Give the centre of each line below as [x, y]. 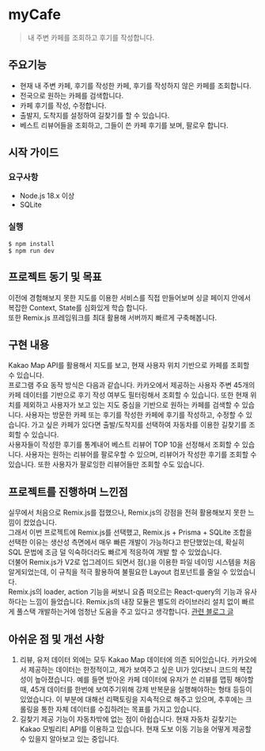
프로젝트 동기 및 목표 [55, 277]
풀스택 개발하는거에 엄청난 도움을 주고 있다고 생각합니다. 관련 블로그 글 [125, 611]
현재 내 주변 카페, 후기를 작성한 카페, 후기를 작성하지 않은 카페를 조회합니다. [135, 86]
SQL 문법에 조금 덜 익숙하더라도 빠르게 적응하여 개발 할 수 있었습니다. [115, 552]
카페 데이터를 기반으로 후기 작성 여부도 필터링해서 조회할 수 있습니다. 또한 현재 [129, 395]
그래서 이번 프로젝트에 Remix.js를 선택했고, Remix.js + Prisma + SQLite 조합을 [130, 532]
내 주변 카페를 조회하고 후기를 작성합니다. [91, 37]
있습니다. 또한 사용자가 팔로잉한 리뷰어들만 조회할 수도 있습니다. [106, 465]
